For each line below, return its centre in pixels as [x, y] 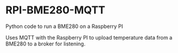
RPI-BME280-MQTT [56, 10]
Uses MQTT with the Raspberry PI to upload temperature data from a [89, 37]
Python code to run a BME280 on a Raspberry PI [64, 26]
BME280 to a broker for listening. [46, 44]
